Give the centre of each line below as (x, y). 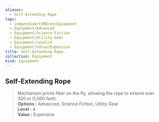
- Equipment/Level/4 (31, 42)
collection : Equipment (29, 56)
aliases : (14, 10)
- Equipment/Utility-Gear (37, 38)
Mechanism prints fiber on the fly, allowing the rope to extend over (86, 93)
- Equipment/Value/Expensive (40, 47)
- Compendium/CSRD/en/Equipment (43, 24)
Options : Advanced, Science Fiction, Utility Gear (68, 104)
